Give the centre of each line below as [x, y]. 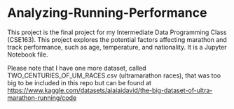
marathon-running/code [42, 97]
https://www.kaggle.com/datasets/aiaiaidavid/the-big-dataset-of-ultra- [110, 90]
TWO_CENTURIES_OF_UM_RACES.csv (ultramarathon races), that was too [114, 75]
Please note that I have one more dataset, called [77, 68]
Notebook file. [28, 54]
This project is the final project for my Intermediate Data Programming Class [117, 32]
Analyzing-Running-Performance [107, 13]
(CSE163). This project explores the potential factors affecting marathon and [117, 39]
